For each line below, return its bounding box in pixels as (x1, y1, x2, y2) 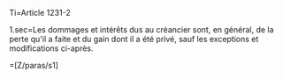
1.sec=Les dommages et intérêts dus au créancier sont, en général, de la (9, 25, 274, 34)
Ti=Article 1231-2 (9, 8, 71, 18)
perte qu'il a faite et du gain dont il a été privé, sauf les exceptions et (9, 34, 259, 44)
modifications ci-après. (9, 43, 95, 54)
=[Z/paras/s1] (9, 61, 59, 70)
